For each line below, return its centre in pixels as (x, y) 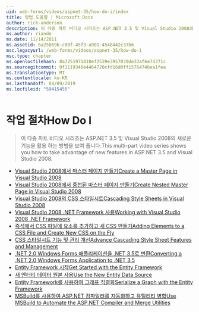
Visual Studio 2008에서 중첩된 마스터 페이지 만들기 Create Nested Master (101, 185)
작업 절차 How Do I (49, 121)
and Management (36, 246)
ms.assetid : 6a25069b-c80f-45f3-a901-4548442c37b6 (70, 45)
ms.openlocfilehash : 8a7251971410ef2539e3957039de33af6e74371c (86, 61)
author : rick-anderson (34, 23)
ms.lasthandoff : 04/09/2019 (41, 84)
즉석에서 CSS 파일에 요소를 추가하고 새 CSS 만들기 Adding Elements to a (99, 226)
